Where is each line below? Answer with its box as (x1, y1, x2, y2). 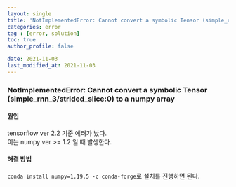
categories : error (7, 23, 61, 30)
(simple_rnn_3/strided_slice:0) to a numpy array (7, 94, 176, 104)
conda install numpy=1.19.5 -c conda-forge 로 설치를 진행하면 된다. (7, 172, 200, 181)
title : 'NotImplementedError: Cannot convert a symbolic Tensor (7, 17, 199, 24)
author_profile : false (7, 43, 74, 50)
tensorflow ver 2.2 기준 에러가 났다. (7, 129, 107, 137)
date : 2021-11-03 (7, 55, 58, 63)
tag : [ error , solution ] (7, 29, 80, 37)
